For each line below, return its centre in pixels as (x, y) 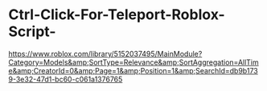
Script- (32, 32)
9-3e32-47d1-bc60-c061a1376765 (66, 79)
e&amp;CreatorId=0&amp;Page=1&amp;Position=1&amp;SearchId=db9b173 (133, 70)
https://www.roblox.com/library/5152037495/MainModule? (105, 53)
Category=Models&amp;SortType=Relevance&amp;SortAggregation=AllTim (133, 62)
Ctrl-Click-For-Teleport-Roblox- (117, 15)
